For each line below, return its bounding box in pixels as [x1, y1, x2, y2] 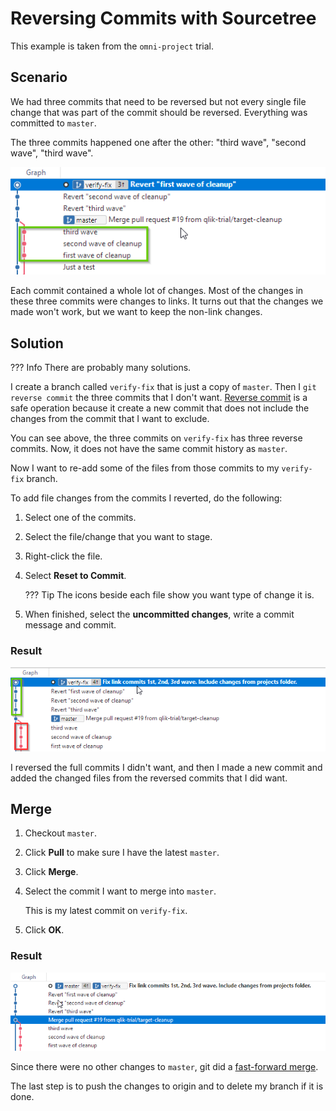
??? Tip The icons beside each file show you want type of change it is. [24, 589, 315, 601]
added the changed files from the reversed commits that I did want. [10, 772, 288, 784]
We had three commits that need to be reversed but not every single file [10, 95, 307, 107]
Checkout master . [24, 827, 98, 839]
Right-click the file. [24, 550, 103, 562]
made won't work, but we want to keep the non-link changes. [10, 306, 263, 318]
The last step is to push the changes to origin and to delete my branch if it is [10, 1080, 324, 1092]
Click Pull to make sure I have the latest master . [24, 847, 220, 859]
